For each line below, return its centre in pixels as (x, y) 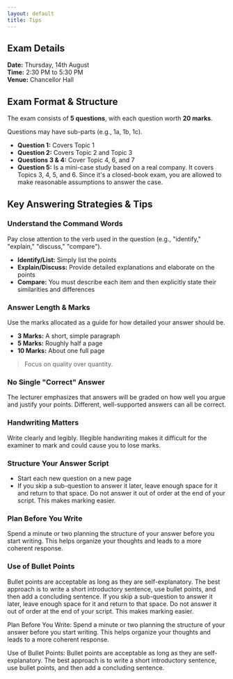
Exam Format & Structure (63, 101)
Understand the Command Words (65, 224)
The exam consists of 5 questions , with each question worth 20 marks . (110, 118)
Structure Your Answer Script (58, 463)
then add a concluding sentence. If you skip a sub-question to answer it (110, 596)
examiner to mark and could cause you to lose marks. (84, 445)
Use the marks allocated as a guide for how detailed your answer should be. (116, 322)
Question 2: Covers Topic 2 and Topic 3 (75, 153)
